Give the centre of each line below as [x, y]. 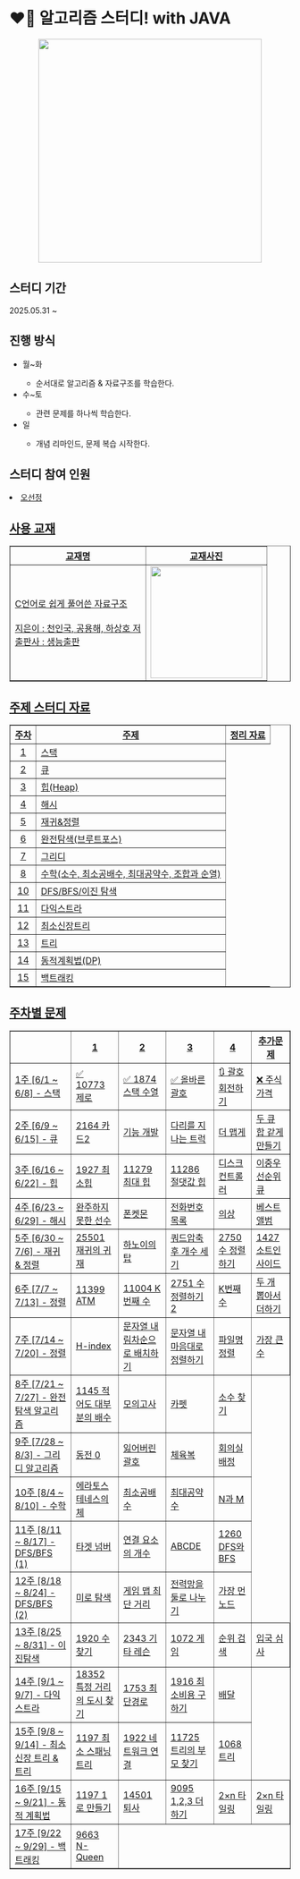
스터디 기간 [38, 289]
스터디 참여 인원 [50, 474]
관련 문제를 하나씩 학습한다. [83, 413]
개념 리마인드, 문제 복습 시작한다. [92, 443]
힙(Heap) [59, 787]
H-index [93, 1346]
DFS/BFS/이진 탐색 [79, 891]
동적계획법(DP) [71, 961]
